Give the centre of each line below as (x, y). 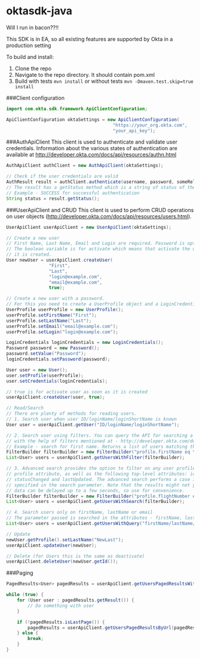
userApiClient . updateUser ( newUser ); (51, 545)
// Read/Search (25, 408)
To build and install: (30, 57)
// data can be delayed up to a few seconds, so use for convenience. (96, 491)
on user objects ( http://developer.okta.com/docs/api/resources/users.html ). (99, 216)
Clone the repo (33, 68)
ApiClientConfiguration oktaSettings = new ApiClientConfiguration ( (93, 120)
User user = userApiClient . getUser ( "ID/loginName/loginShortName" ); (93, 424)
